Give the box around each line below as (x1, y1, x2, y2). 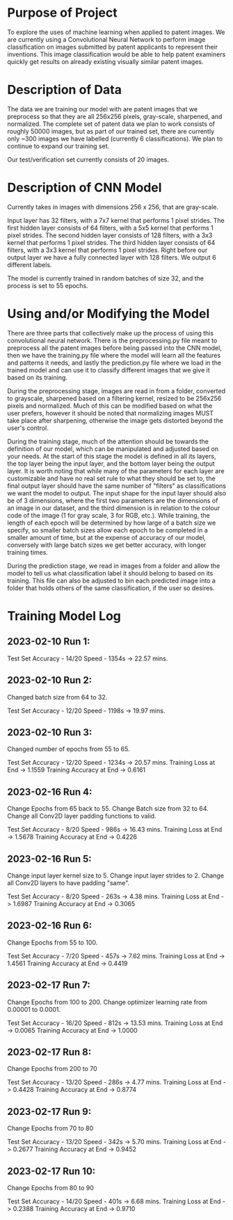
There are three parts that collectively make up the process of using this (7, 328, 214, 337)
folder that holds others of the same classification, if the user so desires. (7, 583, 215, 592)
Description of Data (7, 82, 122, 98)
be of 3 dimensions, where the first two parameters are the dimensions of (7, 496, 218, 505)
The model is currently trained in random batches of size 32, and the (7, 274, 204, 283)
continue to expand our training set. (7, 141, 110, 150)
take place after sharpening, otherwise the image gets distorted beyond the (7, 416, 224, 425)
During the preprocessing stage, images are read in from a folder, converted (7, 386, 226, 395)
